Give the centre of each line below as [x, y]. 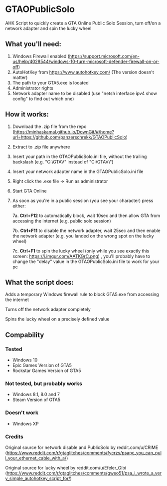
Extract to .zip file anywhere [41, 146]
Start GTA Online [29, 190]
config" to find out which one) [43, 98]
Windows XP [25, 423]
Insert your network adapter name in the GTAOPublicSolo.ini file [78, 171]
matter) [20, 77]
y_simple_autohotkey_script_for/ [38, 478]
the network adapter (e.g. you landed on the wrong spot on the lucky [83, 235]
